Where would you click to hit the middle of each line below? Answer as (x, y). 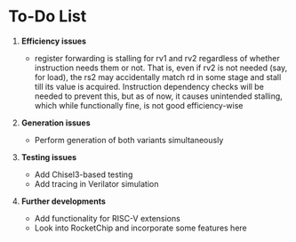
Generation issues (56, 123)
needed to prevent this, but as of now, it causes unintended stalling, (159, 96)
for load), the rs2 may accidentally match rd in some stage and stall (158, 77)
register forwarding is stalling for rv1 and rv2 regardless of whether (157, 58)
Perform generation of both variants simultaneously (129, 140)
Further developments (63, 201)
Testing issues (49, 157)
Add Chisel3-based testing (84, 174)
